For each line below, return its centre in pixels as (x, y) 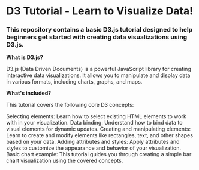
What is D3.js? (25, 57)
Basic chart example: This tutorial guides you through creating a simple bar (99, 154)
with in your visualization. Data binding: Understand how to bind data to (94, 123)
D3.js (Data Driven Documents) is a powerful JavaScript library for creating (99, 69)
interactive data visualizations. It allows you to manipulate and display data (98, 75)
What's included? (29, 93)
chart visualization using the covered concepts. (65, 161)
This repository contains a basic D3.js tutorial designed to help (99, 30)
